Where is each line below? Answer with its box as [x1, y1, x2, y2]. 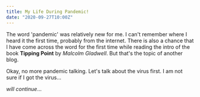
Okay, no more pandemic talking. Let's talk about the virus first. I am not [6, 67, 183, 74]
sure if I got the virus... [6, 74, 61, 81]
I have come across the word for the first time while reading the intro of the [6, 43, 190, 51]
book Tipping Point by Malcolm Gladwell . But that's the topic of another [6, 49, 183, 57]
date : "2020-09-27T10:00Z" [6, 14, 73, 20]
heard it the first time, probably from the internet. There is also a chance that [6, 37, 194, 44]
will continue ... [6, 85, 42, 92]
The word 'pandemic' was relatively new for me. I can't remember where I [6, 30, 187, 37]
